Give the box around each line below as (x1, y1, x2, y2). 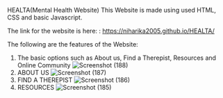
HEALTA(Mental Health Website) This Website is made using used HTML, (7, 6, 217, 14)
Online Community (17, 61, 71, 69)
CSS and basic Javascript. (7, 13, 83, 22)
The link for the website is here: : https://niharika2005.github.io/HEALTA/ (7, 27, 215, 35)
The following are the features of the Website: (7, 40, 139, 48)
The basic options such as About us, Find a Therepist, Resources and (17, 54, 217, 62)
